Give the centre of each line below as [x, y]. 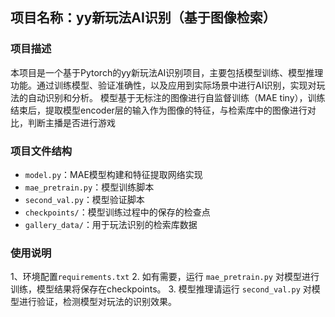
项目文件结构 [41, 151]
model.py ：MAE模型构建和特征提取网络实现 [113, 174]
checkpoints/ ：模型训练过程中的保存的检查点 [117, 212]
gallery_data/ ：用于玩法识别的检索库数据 [111, 224]
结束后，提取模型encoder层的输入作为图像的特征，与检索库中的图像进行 [159, 110]
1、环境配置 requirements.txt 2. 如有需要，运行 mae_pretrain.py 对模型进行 [165, 277]
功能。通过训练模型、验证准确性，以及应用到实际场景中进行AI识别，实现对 [163, 85]
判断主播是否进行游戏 [71, 122]
